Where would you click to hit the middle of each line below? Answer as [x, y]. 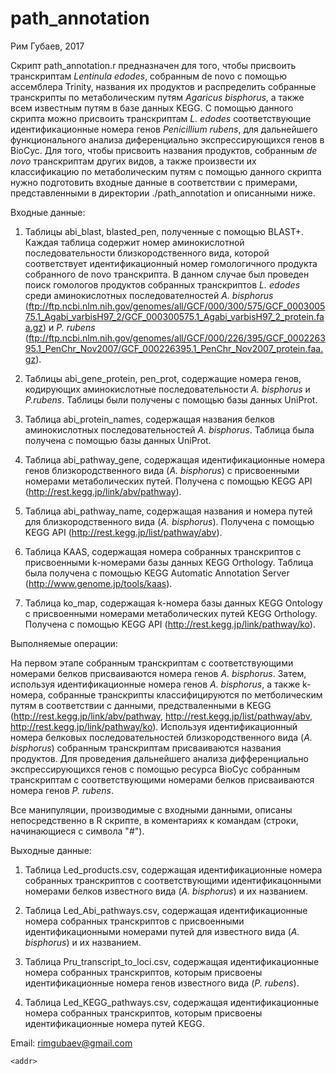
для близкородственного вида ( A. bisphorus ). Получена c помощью [169, 521]
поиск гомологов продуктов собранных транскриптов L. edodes [162, 284]
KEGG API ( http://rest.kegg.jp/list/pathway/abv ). [123, 532]
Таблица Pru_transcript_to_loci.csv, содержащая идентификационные [172, 961]
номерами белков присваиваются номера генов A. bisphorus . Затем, [158, 673]
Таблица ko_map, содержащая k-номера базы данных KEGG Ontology [173, 603]
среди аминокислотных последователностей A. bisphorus [149, 295]
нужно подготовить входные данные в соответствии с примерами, [154, 182]
